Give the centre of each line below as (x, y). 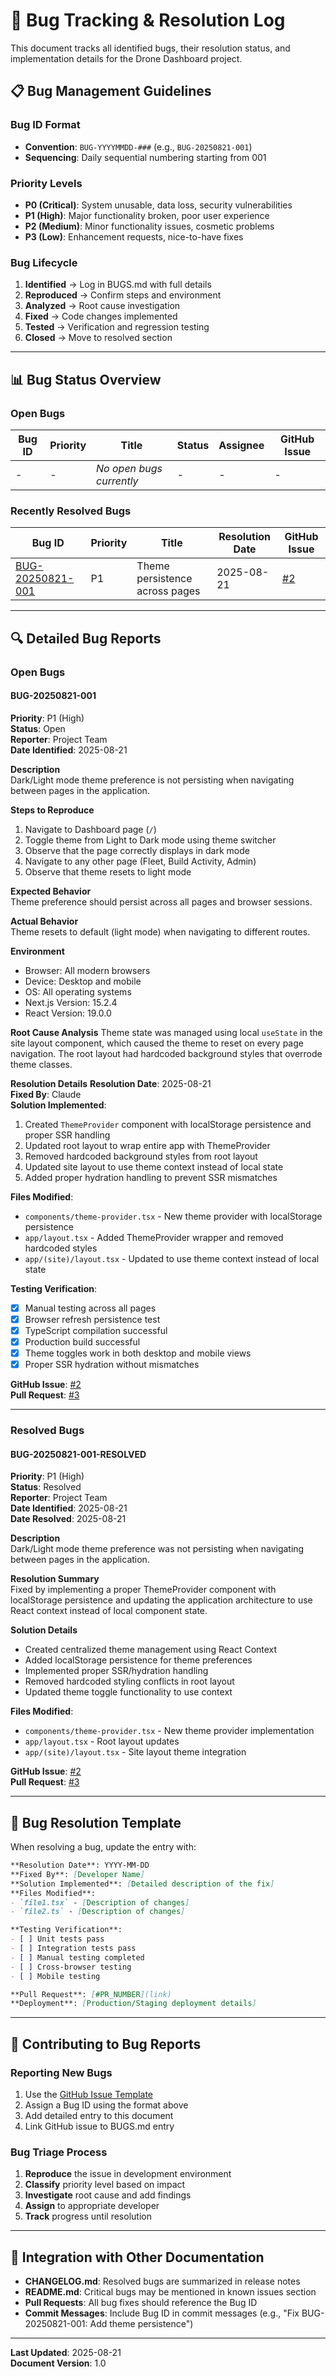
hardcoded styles (61, 1248)
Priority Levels (46, 183)
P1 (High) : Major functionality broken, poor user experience (147, 215)
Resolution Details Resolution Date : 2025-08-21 (111, 1083)
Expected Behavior (51, 891)
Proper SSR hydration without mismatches (112, 1365)
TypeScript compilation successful (96, 1330)
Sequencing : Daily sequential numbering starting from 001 (145, 157)
